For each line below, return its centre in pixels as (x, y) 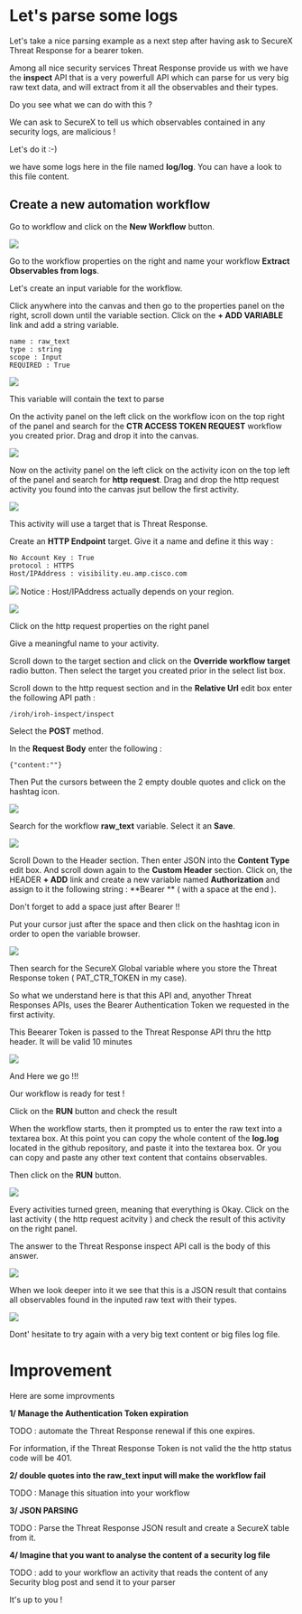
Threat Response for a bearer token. (77, 50)
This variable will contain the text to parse (87, 399)
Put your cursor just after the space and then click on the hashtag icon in (145, 924)
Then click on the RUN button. (65, 1175)
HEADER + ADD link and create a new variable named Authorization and (145, 879)
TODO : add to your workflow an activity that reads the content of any (139, 1572)
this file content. (39, 176)
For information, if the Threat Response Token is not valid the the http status (151, 1448)
